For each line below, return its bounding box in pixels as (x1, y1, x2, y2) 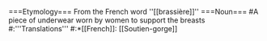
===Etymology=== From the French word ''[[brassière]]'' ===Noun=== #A (8, 7, 259, 16)
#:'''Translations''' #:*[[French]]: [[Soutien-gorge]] (8, 24, 178, 33)
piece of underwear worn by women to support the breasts (8, 15, 206, 25)
